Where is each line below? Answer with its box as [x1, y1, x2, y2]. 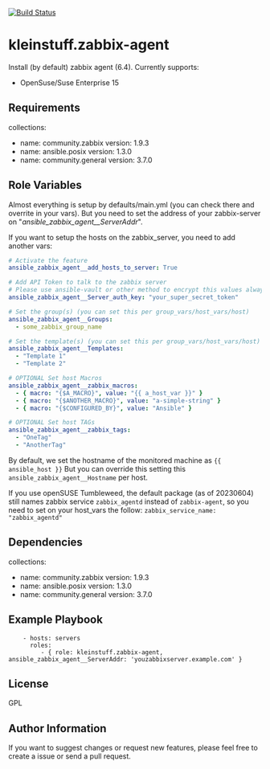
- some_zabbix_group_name [15, 322, 103, 331]
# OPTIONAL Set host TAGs [8, 419, 95, 427]
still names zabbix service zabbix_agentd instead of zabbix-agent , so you [8, 497, 249, 506]
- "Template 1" [15, 352, 67, 361]
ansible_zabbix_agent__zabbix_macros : [8, 382, 138, 390]
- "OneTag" [15, 434, 52, 442]
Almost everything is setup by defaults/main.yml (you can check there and [8, 199, 255, 209]
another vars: [8, 241, 53, 251]
